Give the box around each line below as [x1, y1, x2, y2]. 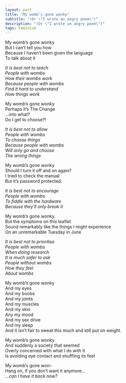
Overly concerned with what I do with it [5, 348, 85, 354]
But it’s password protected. [5, 178, 63, 184]
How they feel [5, 265, 34, 271]
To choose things [5, 137, 41, 143]
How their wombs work [5, 76, 53, 81]
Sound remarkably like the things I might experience [5, 224, 111, 230]
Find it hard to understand [5, 86, 58, 92]
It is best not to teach [5, 65, 48, 71]
